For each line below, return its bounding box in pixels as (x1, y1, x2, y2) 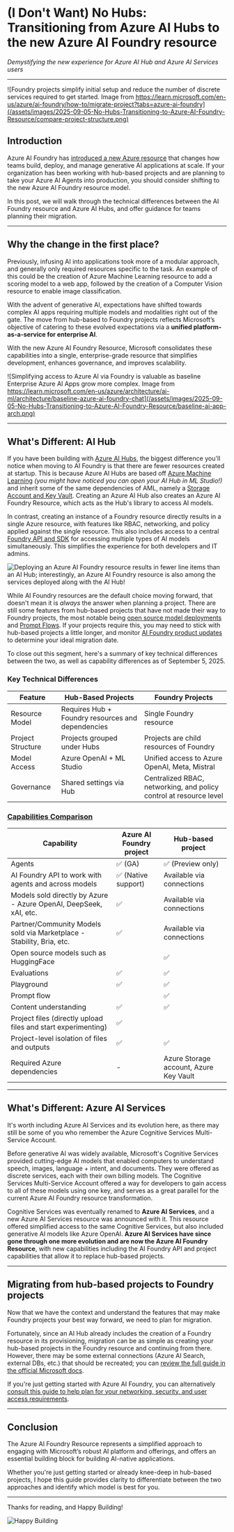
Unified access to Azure (143, 753, 223, 763)
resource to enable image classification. (7, 286, 122, 295)
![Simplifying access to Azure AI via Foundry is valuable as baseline (7, 372, 201, 380)
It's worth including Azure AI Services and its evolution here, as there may (7, 1121, 219, 1129)
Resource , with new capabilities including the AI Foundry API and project (7, 1244, 217, 1253)
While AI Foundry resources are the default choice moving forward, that (7, 592, 213, 600)
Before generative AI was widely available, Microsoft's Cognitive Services (7, 1149, 219, 1158)
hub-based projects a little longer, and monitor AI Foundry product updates (7, 629, 223, 637)
